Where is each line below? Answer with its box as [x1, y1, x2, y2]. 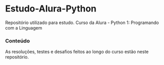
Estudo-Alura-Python [5, 3, 96, 14]
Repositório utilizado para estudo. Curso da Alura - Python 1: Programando [5, 19, 159, 25]
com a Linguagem [5, 24, 42, 30]
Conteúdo [5, 37, 30, 44]
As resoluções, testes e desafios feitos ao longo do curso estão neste [5, 48, 149, 55]
